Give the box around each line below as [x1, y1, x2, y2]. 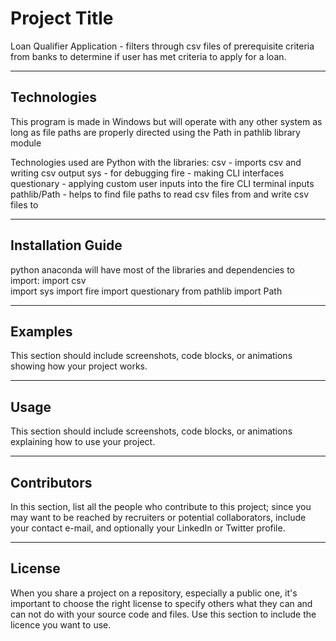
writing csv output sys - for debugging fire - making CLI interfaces [10, 167, 285, 179]
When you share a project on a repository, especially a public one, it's [10, 587, 298, 599]
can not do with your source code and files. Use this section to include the [10, 608, 317, 620]
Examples [10, 323, 73, 340]
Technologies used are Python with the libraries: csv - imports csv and [10, 156, 302, 168]
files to [10, 198, 39, 211]
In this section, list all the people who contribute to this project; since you [10, 501, 312, 512]
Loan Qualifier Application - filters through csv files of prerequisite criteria [10, 40, 315, 52]
